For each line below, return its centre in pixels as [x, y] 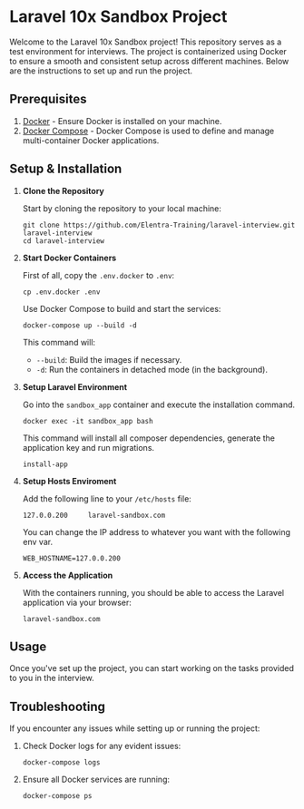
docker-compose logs [61, 763]
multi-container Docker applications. [91, 140]
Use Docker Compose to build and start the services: [122, 308]
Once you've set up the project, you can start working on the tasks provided [152, 668]
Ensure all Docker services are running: [96, 780]
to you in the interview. [52, 678]
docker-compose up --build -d [80, 325]
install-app [45, 464]
